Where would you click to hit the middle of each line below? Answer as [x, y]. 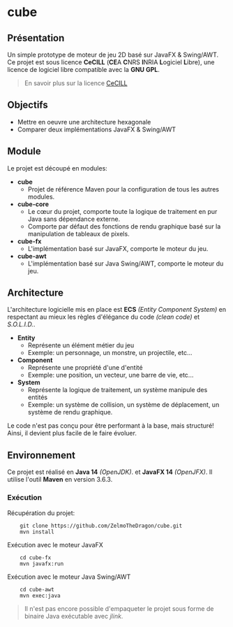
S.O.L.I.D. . [21, 324]
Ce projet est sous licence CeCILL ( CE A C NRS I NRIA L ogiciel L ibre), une [111, 62]
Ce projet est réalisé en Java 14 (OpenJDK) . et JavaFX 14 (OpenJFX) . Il [110, 472]
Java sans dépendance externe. [74, 219]
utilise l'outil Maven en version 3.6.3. [60, 480]
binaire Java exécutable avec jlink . [74, 616]
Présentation [36, 38]
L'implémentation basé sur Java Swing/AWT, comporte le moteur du [126, 264]
